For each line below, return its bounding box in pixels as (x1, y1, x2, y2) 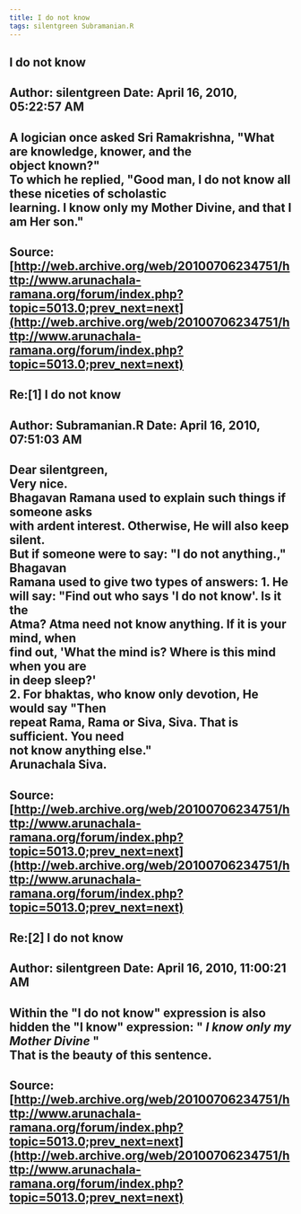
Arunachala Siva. (9, 757, 107, 772)
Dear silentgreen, (9, 462, 109, 478)
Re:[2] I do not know (9, 930, 124, 946)
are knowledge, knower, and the (9, 144, 193, 159)
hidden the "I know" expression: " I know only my (9, 1019, 292, 1034)
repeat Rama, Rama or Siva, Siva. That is (9, 715, 239, 730)
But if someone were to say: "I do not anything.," (9, 547, 287, 562)
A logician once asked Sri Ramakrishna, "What (9, 129, 275, 145)
